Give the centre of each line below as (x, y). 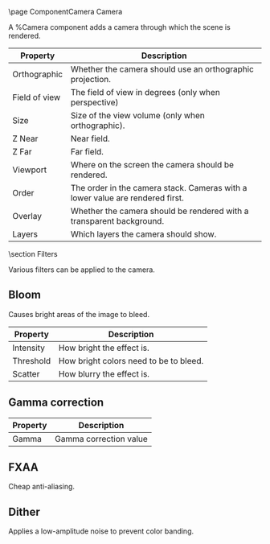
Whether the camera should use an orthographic (162, 69)
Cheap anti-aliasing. (41, 487)
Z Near (25, 138)
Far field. (87, 152)
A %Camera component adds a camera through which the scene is (119, 27)
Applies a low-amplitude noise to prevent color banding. (101, 531)
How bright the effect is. (104, 348)
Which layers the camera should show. (143, 234)
